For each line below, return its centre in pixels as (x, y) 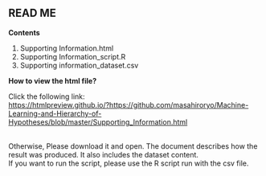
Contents (24, 32)
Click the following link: (47, 96)
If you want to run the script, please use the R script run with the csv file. (129, 163)
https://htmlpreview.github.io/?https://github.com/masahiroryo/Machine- (129, 104)
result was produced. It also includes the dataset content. (104, 154)
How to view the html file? (53, 80)
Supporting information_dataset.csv (79, 65)
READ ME (32, 13)
